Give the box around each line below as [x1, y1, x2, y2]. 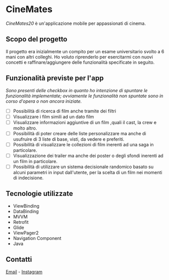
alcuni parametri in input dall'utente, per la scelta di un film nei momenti [13, 170, 162, 175]
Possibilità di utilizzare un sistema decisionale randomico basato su [13, 164, 154, 170]
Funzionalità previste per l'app [6, 74, 104, 83]
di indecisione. [13, 175, 44, 181]
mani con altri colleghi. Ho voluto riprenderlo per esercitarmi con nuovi [6, 54, 153, 60]
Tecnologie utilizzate [6, 189, 73, 198]
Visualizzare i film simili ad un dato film [13, 113, 94, 119]
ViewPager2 [13, 229, 39, 236]
